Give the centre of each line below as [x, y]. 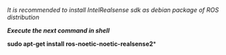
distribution [23, 17]
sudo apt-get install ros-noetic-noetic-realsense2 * [82, 44]
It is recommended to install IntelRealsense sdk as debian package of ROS [113, 10]
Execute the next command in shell [59, 31]
